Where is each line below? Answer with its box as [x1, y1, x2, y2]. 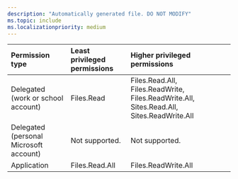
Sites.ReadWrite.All [130, 111, 194, 121]
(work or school [11, 93, 64, 103]
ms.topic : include [7, 17, 62, 24]
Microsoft [11, 140, 43, 150]
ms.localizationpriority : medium [7, 23, 106, 30]
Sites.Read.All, [130, 102, 178, 112]
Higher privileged [130, 50, 191, 60]
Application [11, 161, 49, 171]
